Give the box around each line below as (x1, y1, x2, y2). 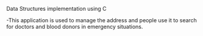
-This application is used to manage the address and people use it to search (6, 17, 197, 23)
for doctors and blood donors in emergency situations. (6, 23, 143, 30)
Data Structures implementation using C (6, 5, 107, 12)
